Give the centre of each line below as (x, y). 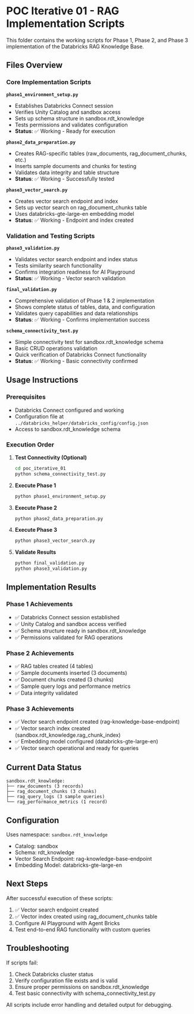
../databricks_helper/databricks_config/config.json (82, 423)
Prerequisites (26, 397)
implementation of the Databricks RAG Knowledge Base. (75, 46)
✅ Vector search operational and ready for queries (76, 748)
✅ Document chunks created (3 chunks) (64, 680)
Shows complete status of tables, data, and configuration (85, 307)
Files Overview (35, 65)
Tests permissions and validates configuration (71, 125)
